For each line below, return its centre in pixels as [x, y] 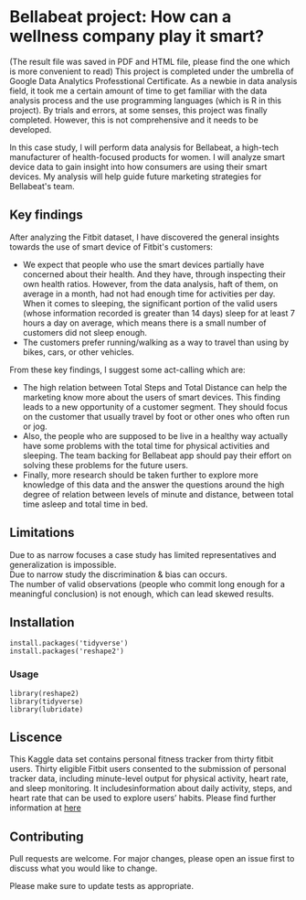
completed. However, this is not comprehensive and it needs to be [134, 120]
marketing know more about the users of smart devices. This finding [151, 397]
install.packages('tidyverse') [69, 643]
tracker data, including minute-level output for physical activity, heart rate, [149, 778]
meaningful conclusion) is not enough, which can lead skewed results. [142, 594]
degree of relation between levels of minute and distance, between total [158, 494]
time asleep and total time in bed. [85, 504]
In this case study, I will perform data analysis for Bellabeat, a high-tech [144, 147]
